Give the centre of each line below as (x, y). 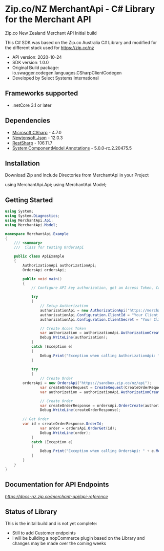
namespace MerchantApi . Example (37, 234)
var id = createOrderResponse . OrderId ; (63, 424)
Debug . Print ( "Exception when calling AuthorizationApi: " (100, 356)
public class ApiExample (39, 256)
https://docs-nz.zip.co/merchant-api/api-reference (57, 496)
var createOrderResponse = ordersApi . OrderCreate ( (92, 406)
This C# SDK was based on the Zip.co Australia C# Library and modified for (81, 42)
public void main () (42, 279)
